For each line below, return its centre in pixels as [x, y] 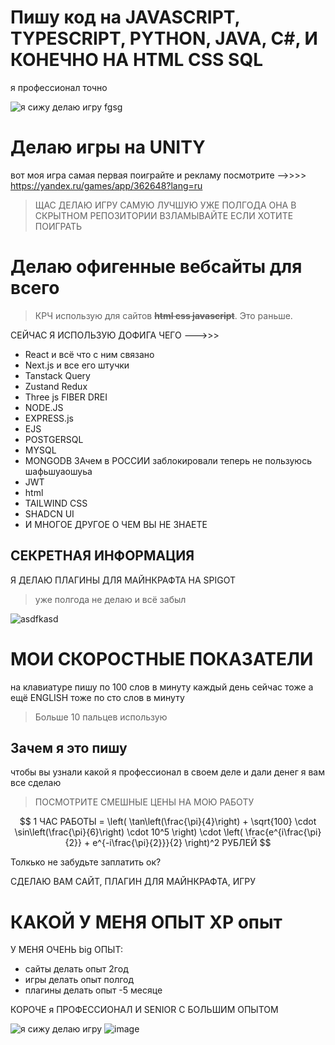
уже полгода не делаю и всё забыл [110, 599]
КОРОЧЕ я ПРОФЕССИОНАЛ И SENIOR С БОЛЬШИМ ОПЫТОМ [144, 1010]
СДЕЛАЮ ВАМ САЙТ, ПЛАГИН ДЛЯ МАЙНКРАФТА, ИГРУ [133, 882]
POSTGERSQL [54, 439]
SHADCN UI [49, 513]
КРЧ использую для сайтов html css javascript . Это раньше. [163, 315]
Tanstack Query [57, 375]
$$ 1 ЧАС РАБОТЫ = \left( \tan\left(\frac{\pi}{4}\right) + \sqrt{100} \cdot [168, 822]
